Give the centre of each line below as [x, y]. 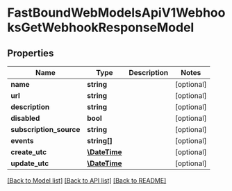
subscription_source [45, 130]
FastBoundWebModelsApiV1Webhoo [116, 13]
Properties [31, 53]
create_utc [29, 152]
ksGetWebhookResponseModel [101, 27]
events [22, 141]
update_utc [30, 163]
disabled [25, 118]
